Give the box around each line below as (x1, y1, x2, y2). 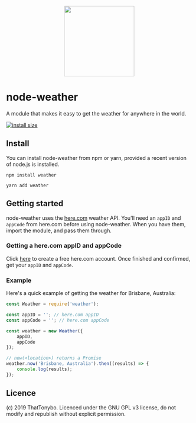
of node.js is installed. (6, 161, 60, 168)
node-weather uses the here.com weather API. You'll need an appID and (6, 214, 181, 222)
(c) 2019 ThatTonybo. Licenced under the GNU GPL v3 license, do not (6, 403, 176, 411)
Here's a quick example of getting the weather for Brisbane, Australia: (6, 290, 176, 297)
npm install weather (6, 172, 57, 178)
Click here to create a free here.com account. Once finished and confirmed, (6, 255, 191, 262)
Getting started (6, 198, 64, 209)
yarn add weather (6, 182, 49, 188)
